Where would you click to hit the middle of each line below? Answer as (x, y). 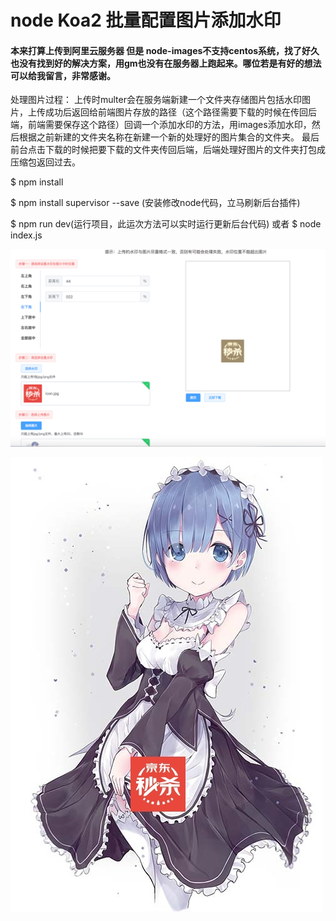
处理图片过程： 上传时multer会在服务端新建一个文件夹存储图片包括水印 (156, 100)
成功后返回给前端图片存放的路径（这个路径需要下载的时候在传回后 (180, 112)
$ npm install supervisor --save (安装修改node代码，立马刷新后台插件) (155, 203)
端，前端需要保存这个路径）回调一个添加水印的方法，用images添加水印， (161, 125)
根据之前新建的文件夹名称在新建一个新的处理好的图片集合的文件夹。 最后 (169, 137)
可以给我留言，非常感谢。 (63, 75)
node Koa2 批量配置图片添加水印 (146, 20)
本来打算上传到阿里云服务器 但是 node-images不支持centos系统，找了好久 (165, 50)
